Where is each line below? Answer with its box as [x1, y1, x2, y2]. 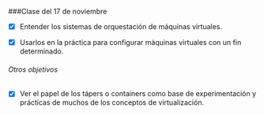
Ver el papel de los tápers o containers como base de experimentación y [19, 89, 257, 98]
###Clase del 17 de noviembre [8, 7, 107, 16]
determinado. [19, 46, 64, 56]
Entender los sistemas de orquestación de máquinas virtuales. [19, 22, 223, 31]
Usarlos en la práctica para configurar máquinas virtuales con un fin [19, 38, 242, 47]
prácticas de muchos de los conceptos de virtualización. [19, 98, 204, 107]
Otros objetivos [8, 65, 58, 74]
